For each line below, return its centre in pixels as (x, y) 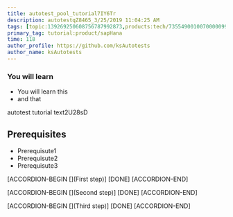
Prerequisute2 (37, 158)
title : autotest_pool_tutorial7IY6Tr (62, 14)
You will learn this (42, 92)
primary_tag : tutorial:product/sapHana (65, 33)
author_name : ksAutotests (44, 53)
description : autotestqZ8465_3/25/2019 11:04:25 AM (83, 20)
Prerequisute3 (37, 165)
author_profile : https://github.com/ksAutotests (79, 46)
